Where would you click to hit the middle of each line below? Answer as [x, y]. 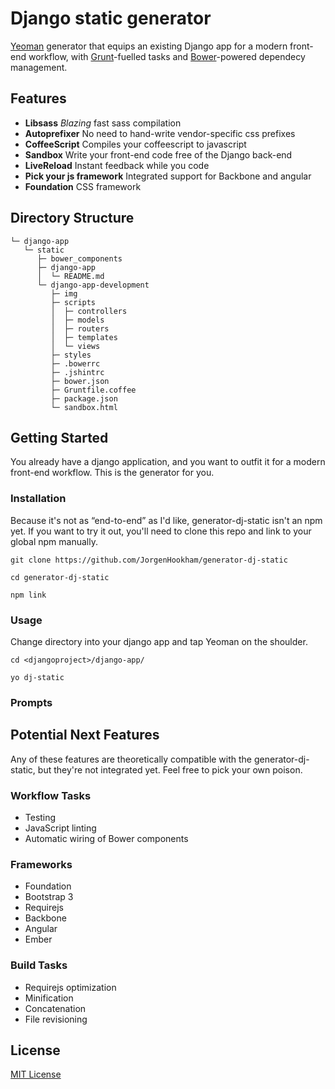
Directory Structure [72, 218]
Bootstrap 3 [49, 897]
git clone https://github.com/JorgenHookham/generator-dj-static [149, 560]
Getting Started [59, 437]
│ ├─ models [77, 320]
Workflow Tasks [51, 795]
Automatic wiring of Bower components [106, 838]
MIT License [36, 1074]
